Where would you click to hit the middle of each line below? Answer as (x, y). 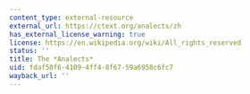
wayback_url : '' (39, 76)
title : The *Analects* (51, 59)
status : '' (29, 51)
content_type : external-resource (71, 17)
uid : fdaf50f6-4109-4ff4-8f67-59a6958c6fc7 (92, 68)
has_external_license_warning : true (77, 34)
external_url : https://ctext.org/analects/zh (95, 26)
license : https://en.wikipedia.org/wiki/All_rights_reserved (125, 43)
